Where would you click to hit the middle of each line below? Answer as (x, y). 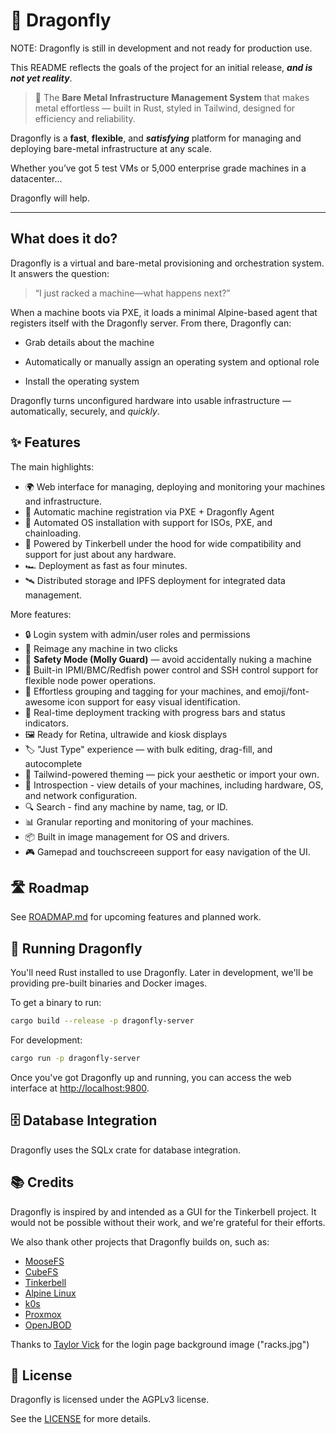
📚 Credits (42, 1182)
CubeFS (41, 1271)
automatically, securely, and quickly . (85, 411)
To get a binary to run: (56, 1003)
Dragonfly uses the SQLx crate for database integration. (125, 1150)
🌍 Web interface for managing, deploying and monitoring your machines (175, 486)
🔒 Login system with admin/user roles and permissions (137, 634)
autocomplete (53, 763)
